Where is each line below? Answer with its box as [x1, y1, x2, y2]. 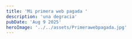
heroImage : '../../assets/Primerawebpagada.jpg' [6, 24, 127, 30]
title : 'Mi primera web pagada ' [6, 8, 88, 14]
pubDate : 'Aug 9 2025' [6, 19, 62, 25]
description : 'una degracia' [6, 14, 77, 19]
